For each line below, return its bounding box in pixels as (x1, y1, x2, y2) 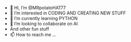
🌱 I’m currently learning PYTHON (9, 15, 78, 21)
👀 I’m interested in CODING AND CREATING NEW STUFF (9, 10, 126, 16)
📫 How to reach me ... (9, 31, 56, 37)
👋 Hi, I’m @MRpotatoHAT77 (9, 5, 66, 10)
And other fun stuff (9, 26, 49, 32)
